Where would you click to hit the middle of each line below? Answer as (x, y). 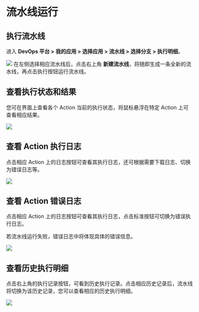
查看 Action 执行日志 (44, 146)
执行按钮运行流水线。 (63, 71)
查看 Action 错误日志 (44, 201)
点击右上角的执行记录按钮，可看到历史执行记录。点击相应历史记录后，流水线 (99, 283)
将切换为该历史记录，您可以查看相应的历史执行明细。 (71, 291)
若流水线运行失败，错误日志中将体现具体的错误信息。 (71, 237)
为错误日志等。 (24, 169)
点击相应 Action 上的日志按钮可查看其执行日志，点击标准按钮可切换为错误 (96, 216)
